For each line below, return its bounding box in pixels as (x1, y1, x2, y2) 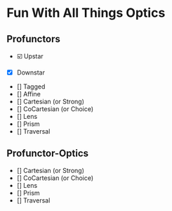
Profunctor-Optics (6, 148, 89, 160)
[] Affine (16, 90, 41, 98)
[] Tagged (16, 82, 46, 91)
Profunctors (6, 33, 61, 45)
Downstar (16, 68, 45, 77)
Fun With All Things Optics (6, 5, 166, 21)
